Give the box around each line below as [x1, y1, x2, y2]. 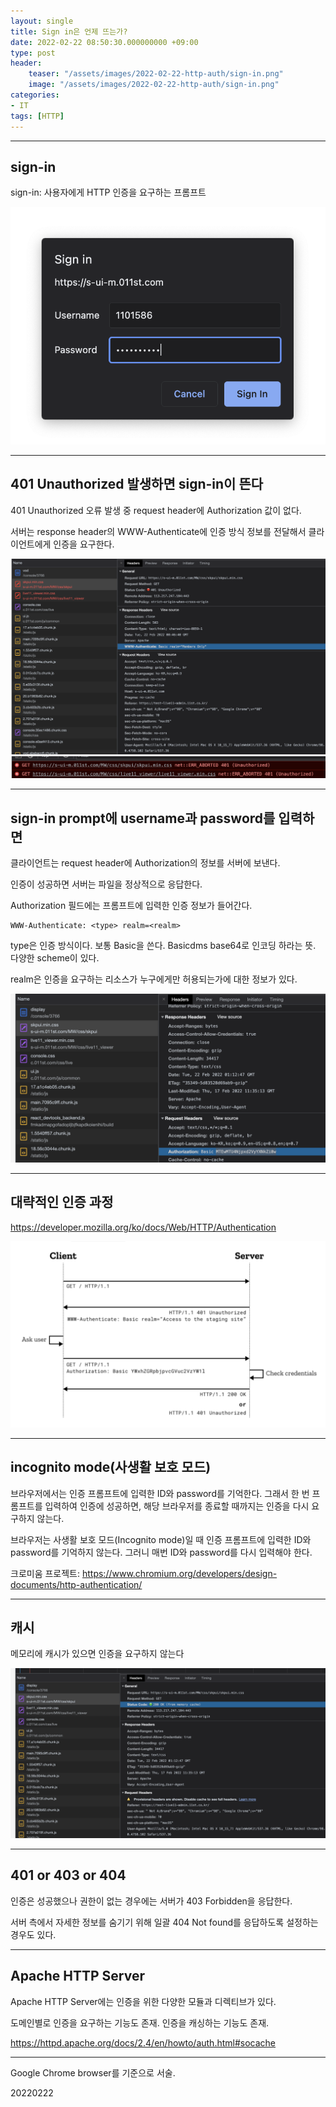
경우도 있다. [10, 1928, 57, 1940]
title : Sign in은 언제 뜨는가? [10, 26, 128, 37]
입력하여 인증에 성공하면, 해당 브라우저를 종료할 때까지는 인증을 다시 [44, 1500, 310, 1512]
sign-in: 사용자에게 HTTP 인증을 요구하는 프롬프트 [10, 186, 207, 199]
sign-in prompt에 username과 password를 [10, 810, 276, 827]
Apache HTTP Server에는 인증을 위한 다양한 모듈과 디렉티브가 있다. [10, 1995, 277, 2007]
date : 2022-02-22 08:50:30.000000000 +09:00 [10, 37, 199, 47]
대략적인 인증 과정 [10, 1194, 114, 1211]
